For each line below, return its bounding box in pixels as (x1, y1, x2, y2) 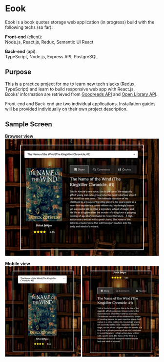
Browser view (5, 133, 34, 139)
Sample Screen (5, 120, 52, 129)
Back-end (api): (5, 48, 37, 54)
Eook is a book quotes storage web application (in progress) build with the (5, 19, 155, 25)
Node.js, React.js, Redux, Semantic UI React (5, 39, 94, 45)
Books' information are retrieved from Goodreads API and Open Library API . (5, 91, 158, 97)
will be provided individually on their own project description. (5, 106, 128, 112)
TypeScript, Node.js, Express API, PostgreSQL (5, 53, 98, 59)
